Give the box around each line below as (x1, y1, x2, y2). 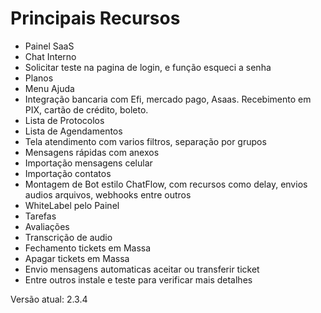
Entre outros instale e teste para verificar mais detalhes (24, 273, 253, 286)
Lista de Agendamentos (24, 125, 123, 137)
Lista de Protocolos (24, 114, 105, 126)
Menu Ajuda (24, 82, 75, 94)
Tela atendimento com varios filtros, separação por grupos (24, 135, 267, 147)
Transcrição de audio (24, 231, 113, 243)
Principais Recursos (10, 7, 181, 30)
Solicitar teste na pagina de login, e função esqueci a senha (24, 61, 272, 73)
